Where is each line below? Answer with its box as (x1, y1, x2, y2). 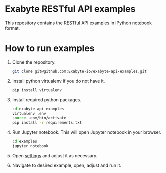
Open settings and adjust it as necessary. (12, 152, 98, 158)
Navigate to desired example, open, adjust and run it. (12, 162, 121, 168)
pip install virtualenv (12, 87, 62, 93)
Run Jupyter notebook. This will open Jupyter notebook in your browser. (12, 129, 161, 135)
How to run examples (5, 43, 95, 54)
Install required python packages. (12, 96, 81, 103)
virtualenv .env (12, 111, 46, 116)
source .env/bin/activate (12, 116, 66, 121)
